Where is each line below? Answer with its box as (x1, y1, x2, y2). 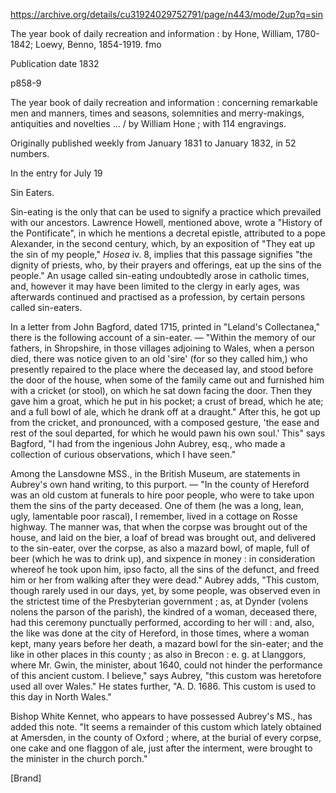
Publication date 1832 (10, 58, 100, 69)
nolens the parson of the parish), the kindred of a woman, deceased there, (10, 606, 318, 618)
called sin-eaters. (10, 302, 83, 313)
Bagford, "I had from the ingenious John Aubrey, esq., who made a (10, 438, 286, 449)
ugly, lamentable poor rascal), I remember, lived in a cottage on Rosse (10, 510, 298, 522)
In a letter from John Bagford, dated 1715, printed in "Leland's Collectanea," (10, 321, 321, 333)
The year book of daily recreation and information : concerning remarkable (10, 97, 318, 108)
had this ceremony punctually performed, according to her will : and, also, (10, 617, 315, 628)
